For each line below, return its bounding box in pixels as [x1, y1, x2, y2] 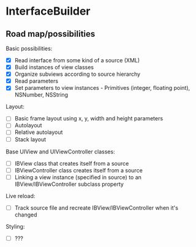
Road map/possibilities [6, 29, 96, 39]
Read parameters [14, 78, 59, 85]
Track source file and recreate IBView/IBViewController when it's [14, 204, 179, 212]
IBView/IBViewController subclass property [14, 180, 124, 188]
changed [14, 211, 37, 218]
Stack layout [14, 136, 47, 143]
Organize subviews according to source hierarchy [14, 70, 141, 78]
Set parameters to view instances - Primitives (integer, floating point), [14, 84, 190, 92]
